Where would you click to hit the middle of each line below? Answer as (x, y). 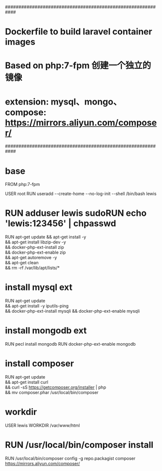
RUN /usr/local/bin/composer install (79, 445)
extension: (27, 102)
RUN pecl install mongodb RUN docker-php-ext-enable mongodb (70, 344)
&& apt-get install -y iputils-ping (37, 306)
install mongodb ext (46, 331)
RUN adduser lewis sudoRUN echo (76, 213)
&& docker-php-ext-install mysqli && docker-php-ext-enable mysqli (72, 311)
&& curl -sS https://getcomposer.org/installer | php (56, 387)
